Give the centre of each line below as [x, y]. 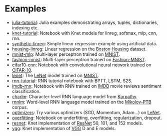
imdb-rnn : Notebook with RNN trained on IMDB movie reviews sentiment [87, 86]
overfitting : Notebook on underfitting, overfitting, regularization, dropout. [87, 118]
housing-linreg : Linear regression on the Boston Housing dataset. [79, 49]
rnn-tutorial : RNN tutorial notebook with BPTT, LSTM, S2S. [72, 81]
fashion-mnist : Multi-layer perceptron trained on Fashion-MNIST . [79, 59]
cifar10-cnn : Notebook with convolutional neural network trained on [81, 65]
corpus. [20, 107]
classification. [26, 91]
